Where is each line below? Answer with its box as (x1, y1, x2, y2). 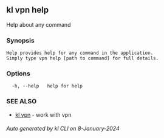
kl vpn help (6, 5, 49, 15)
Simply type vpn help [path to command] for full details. (6, 55, 159, 61)
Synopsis (6, 36, 35, 44)
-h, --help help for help (12, 83, 83, 89)
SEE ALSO (6, 97, 37, 106)
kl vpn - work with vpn (15, 111, 72, 118)
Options (6, 69, 30, 78)
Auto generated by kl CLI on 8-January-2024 (6, 125, 120, 133)
